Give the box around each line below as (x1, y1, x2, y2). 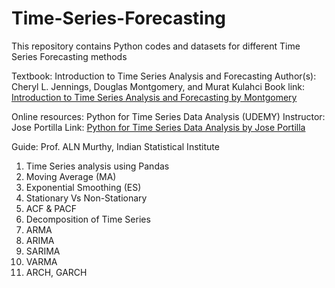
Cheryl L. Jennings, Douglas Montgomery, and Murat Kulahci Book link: (11, 80, 306, 92)
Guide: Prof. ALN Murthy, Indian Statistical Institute (11, 140, 220, 152)
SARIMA (25, 245, 61, 257)
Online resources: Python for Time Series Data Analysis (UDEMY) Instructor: (11, 110, 326, 122)
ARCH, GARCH (25, 266, 88, 278)
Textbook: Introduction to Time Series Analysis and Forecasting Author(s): (11, 70, 317, 82)
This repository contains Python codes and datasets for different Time (11, 40, 301, 52)
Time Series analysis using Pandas (25, 160, 170, 172)
